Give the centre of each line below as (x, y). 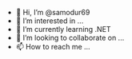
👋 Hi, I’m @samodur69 (53, 12)
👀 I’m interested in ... (50, 21)
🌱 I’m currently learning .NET (63, 29)
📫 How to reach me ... (53, 47)
